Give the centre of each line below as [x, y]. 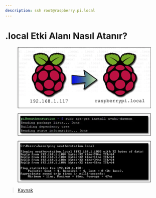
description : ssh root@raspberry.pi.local [50, 10]
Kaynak [25, 190]
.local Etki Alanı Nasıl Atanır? [66, 36]
